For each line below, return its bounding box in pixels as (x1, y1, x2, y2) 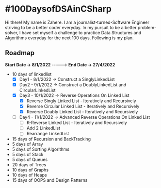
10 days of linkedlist (12, 71, 52, 77)
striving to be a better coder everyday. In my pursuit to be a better (5, 24, 137, 30)
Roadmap (5, 49, 35, 57)
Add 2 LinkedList (26, 125, 61, 131)
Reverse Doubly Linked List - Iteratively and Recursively (26, 109, 138, 115)
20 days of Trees (12, 162, 47, 168)
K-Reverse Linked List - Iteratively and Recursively (26, 120, 127, 125)
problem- (137, 24, 157, 30)
